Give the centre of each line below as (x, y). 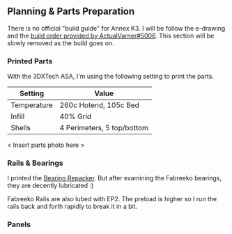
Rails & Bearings (36, 163)
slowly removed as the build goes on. (61, 43)
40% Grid (76, 116)
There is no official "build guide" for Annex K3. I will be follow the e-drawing (116, 28)
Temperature (32, 105)
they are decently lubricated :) (51, 186)
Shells (21, 128)
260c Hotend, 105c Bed (99, 105)
